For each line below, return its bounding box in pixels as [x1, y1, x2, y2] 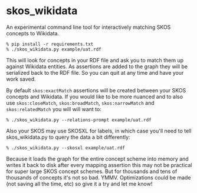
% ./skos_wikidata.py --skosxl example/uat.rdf [6, 145, 126, 151]
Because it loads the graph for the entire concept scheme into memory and [6, 155, 189, 162]
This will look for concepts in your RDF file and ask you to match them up [6, 56, 184, 64]
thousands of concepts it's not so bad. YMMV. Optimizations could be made [6, 174, 191, 181]
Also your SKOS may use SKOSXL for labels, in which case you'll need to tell [6, 127, 192, 134]
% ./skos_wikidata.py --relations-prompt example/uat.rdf [6, 117, 152, 123]
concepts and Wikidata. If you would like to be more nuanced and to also [6, 93, 183, 100]
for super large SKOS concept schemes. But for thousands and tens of [6, 168, 178, 175]
